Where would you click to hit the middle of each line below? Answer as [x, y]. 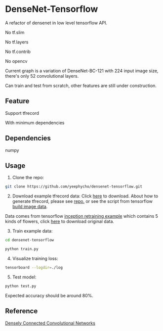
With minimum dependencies [35, 123]
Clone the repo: [28, 178]
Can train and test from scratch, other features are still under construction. [81, 86]
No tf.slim [15, 32]
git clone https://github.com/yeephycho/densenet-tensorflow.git [74, 187]
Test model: [24, 277]
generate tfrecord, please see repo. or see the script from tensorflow [82, 201]
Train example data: [32, 231]
